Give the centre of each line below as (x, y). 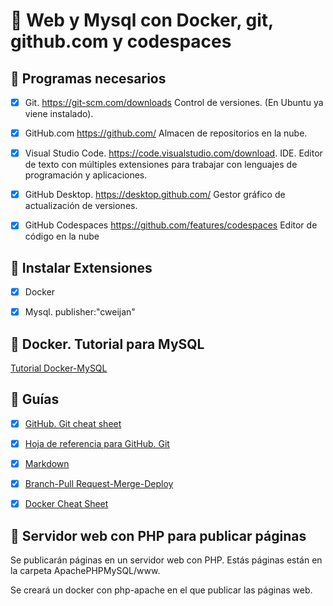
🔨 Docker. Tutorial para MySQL (107, 344)
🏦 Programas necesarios (88, 78)
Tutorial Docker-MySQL (59, 368)
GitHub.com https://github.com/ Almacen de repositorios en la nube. (166, 133)
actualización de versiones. (81, 206)
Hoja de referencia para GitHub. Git (97, 443)
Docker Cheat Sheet (66, 504)
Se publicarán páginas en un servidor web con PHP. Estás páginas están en (166, 560)
